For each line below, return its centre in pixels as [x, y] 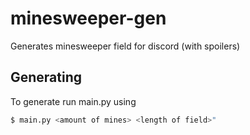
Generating [46, 77]
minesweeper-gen [88, 18]
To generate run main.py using [73, 101]
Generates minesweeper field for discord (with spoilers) [125, 46]
